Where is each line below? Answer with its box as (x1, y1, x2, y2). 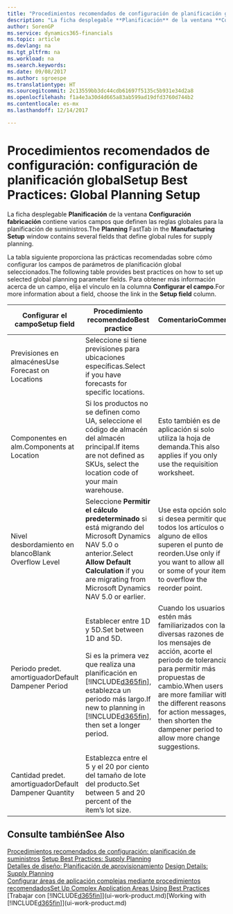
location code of (85, 467, 139, 477)
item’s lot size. (85, 805, 132, 815)
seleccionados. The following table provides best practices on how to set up (7, 268, 223, 276)
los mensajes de (157, 637, 212, 647)
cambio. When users (157, 681, 223, 691)
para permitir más (157, 664, 216, 673)
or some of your (157, 566, 210, 576)
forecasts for (85, 379, 127, 388)
